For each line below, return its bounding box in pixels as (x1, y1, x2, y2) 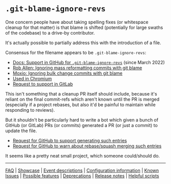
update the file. (5, 128, 37, 134)
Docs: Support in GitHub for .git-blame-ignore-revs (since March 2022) (12, 59, 165, 65)
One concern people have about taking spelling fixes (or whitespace (5, 19, 149, 25)
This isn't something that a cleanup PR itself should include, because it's (5, 90, 157, 97)
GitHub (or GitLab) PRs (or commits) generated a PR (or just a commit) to (5, 122, 158, 128)
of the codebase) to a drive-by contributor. (5, 29, 95, 36)
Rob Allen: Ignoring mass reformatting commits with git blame (12, 65, 142, 71)
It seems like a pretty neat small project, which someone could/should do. (5, 152, 160, 159)
